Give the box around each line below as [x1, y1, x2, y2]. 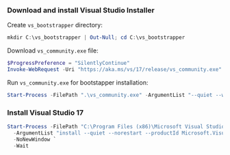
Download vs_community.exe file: [7, 46, 99, 55]
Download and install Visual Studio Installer [7, 5, 155, 15]
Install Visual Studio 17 [7, 108, 84, 117]
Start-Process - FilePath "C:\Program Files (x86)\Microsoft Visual [7, 124, 204, 130]
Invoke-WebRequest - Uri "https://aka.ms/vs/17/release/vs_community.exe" [7, 66, 222, 73]
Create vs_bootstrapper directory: [7, 21, 103, 29]
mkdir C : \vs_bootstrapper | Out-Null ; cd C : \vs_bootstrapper [7, 34, 186, 41]
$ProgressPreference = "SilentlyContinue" [7, 60, 130, 67]
